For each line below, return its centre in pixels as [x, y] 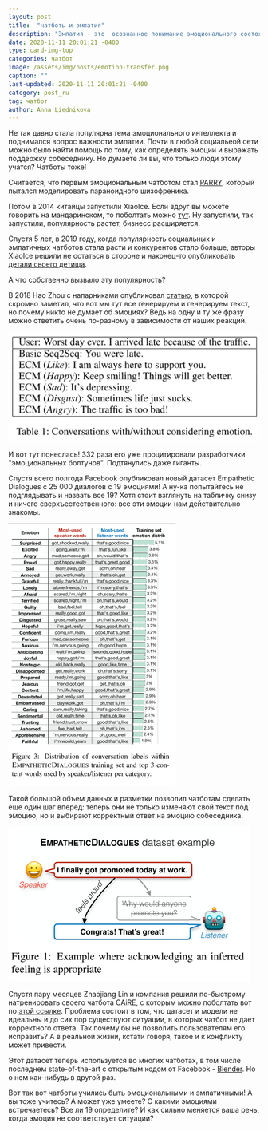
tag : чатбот [28, 101]
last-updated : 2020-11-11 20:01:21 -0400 [78, 84]
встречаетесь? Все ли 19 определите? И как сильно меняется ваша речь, [134, 1110]
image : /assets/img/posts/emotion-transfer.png [89, 68]
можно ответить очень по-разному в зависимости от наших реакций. [128, 321]
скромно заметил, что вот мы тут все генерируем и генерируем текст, [129, 304]
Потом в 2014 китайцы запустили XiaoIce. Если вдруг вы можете [119, 207]
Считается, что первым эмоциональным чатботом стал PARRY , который [132, 183]
